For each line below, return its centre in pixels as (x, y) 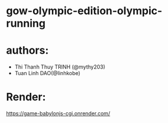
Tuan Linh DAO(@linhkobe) (47, 73)
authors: (27, 51)
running (26, 23)
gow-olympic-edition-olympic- (84, 11)
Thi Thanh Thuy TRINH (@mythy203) (60, 67)
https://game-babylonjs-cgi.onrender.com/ (58, 114)
